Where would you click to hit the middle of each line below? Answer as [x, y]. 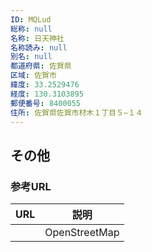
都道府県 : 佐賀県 [41, 66]
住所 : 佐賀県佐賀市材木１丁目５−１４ [76, 112]
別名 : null [31, 57]
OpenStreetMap [82, 233]
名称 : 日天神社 [37, 38]
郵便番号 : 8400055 [46, 103]
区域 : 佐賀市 [33, 76]
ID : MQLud [31, 19]
